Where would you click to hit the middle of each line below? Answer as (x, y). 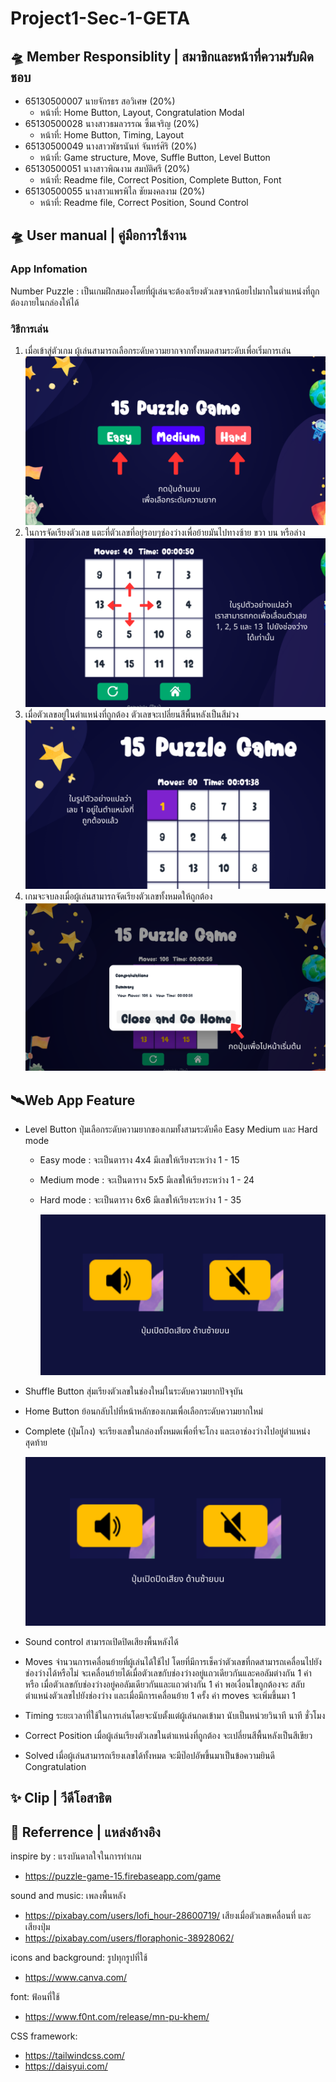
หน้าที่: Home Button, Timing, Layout (112, 135)
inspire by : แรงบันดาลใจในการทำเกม (76, 1856)
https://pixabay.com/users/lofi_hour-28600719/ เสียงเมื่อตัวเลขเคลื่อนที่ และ (168, 1916)
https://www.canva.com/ (76, 1978)
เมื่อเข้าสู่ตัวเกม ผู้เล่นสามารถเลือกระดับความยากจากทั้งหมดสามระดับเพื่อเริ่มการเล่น (158, 350)
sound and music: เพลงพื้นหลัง (68, 1896)
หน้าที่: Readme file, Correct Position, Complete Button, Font (160, 180)
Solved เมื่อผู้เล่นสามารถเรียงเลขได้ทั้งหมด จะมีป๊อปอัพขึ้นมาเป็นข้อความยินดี (149, 1756)
